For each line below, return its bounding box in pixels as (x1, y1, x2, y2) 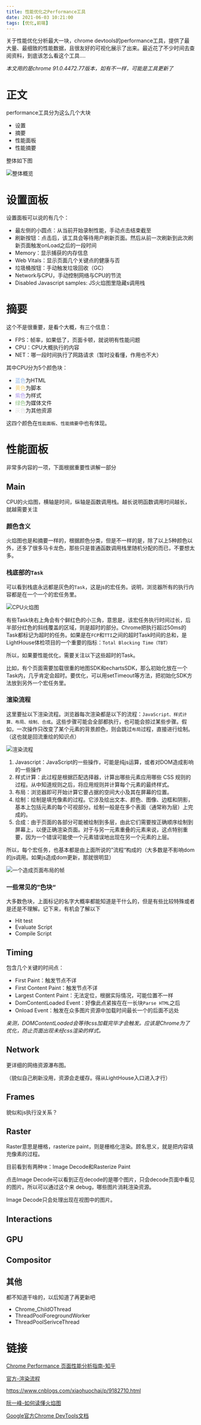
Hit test (14, 917, 33, 925)
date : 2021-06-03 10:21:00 (6, 14, 74, 20)
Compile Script (14, 930, 52, 937)
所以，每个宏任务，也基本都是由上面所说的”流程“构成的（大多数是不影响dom (6, 846, 195, 853)
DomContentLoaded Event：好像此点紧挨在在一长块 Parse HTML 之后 (14, 999, 181, 1006)
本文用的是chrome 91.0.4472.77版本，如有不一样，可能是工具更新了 (6, 65, 174, 72)
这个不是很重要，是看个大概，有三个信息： (6, 323, 111, 331)
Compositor (6, 1255, 52, 1265)
